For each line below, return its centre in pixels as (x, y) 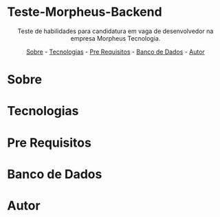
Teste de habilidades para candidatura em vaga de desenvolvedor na (115, 31)
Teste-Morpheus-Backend (85, 12)
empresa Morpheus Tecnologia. (115, 38)
